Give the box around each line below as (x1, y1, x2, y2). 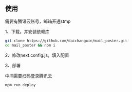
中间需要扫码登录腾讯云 (5, 73, 52, 78)
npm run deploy (5, 82, 36, 87)
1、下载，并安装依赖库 (5, 29, 50, 34)
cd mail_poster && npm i (5, 43, 56, 47)
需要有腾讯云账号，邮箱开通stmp (5, 18, 71, 24)
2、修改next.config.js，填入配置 (5, 52, 69, 58)
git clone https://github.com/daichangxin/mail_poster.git (5, 38, 128, 43)
